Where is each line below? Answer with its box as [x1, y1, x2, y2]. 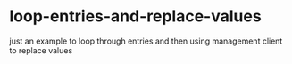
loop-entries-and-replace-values [9, 6, 262, 27]
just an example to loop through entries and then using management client [9, 36, 283, 46]
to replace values [9, 44, 73, 55]
